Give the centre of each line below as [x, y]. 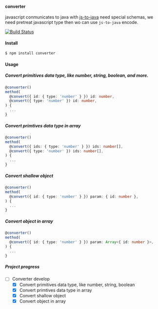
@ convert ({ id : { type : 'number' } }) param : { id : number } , [74, 196]
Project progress [22, 267]
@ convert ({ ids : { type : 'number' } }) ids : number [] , [66, 146]
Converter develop [31, 279]
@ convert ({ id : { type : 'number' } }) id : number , [62, 96]
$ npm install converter [30, 53]
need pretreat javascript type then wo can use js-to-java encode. [72, 22]
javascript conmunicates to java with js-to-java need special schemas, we [79, 17]
